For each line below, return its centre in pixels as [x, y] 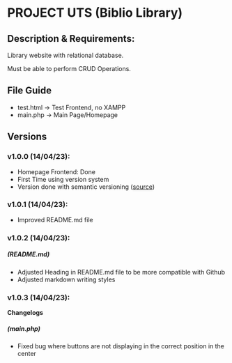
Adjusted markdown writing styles [66, 279]
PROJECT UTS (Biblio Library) [95, 13]
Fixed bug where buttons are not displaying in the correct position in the [121, 346]
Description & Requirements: [71, 39]
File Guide [30, 91]
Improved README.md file [55, 219]
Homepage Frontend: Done [56, 171]
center [27, 353]
